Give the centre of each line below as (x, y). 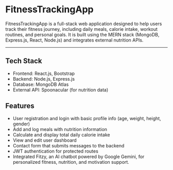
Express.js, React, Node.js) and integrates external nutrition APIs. (74, 40)
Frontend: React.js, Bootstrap (44, 73)
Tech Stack (24, 61)
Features (20, 106)
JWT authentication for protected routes (56, 151)
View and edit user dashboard (45, 140)
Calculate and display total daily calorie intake (61, 135)
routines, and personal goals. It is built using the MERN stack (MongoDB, (82, 34)
